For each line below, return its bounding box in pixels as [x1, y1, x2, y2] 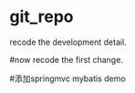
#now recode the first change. [9, 54, 123, 65]
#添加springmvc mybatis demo [9, 73, 126, 84]
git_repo [9, 6, 75, 27]
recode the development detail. [9, 36, 128, 47]
